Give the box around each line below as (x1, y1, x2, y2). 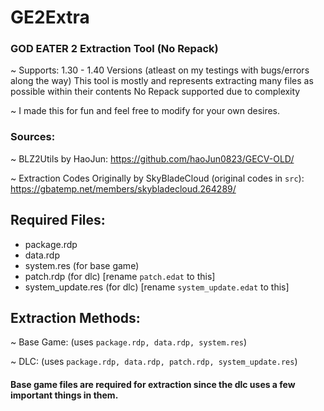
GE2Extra (10, 6, 90, 29)
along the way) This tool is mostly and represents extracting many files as (10, 75, 314, 87)
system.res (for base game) (24, 259, 140, 271)
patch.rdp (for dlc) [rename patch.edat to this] (24, 270, 216, 282)
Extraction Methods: (10, 309, 141, 326)
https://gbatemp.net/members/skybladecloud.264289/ (10, 182, 237, 195)
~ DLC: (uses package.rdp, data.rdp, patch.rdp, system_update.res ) (10, 356, 298, 368)
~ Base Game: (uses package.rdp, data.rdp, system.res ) (10, 336, 248, 348)
